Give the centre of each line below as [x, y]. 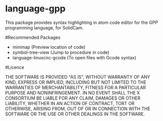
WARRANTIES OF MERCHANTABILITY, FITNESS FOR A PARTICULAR [76, 87]
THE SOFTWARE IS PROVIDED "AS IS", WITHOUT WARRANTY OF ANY [78, 77]
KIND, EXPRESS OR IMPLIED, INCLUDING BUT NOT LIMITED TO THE [76, 82]
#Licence [15, 67]
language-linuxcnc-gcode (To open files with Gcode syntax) [74, 57]
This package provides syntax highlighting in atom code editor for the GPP [81, 22]
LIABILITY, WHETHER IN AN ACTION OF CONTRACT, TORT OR [70, 103]
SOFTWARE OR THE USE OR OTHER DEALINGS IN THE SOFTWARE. [75, 114]
